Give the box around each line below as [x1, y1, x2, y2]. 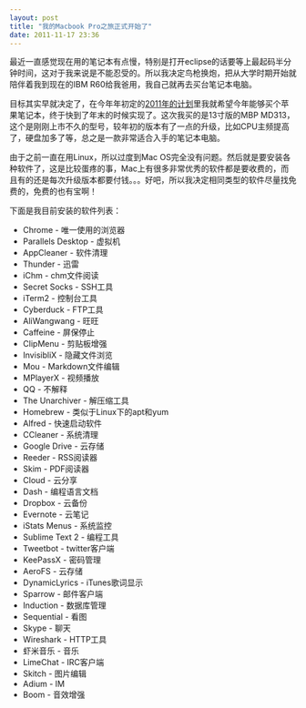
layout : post [9, 13, 59, 23]
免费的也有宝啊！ [33, 186, 97, 197]
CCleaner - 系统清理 [22, 430, 98, 440]
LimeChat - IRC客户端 [22, 657, 105, 668]
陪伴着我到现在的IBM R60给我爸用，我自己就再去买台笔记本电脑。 [9, 79, 258, 90]
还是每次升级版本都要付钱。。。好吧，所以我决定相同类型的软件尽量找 [33, 175, 289, 186]
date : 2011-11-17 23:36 [9, 30, 100, 39]
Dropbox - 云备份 [22, 498, 88, 509]
